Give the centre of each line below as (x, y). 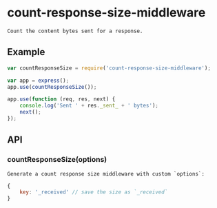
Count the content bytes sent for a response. (75, 31)
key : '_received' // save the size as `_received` (94, 192)
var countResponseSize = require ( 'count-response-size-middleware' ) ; (109, 68)
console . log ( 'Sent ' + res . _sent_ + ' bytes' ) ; (89, 106)
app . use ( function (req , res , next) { (61, 99)
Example (26, 52)
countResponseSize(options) (57, 160)
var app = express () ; (38, 81)
